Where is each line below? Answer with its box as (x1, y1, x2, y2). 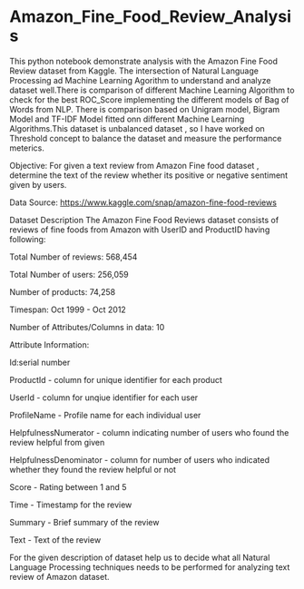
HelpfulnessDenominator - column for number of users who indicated (9, 454, 270, 465)
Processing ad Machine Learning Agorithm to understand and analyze (9, 74, 271, 85)
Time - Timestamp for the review (9, 499, 132, 510)
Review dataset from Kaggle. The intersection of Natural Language (9, 65, 259, 76)
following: (9, 233, 46, 244)
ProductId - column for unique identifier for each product (9, 374, 222, 385)
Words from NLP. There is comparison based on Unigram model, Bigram (9, 103, 280, 114)
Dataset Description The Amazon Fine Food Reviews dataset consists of (9, 214, 279, 225)
